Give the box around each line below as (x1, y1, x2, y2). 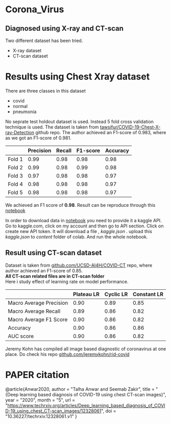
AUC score (8, 332, 34, 340)
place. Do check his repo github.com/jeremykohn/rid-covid (5, 351, 130, 357)
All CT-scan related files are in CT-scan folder (5, 273, 105, 279)
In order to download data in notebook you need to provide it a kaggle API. (5, 217, 162, 223)
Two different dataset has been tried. (5, 37, 83, 44)
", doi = (101, 408, 116, 414)
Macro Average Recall (8, 307, 61, 314)
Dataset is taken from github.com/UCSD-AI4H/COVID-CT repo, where (5, 262, 153, 268)
